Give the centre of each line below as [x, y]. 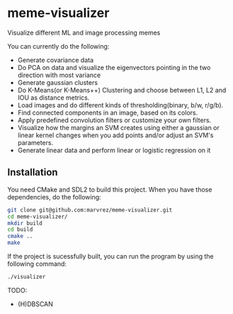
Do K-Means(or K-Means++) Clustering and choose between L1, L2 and [122, 90]
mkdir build [25, 223]
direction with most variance [59, 75]
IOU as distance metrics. [53, 98]
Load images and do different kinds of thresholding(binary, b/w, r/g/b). [120, 105]
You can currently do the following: [58, 46]
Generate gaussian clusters [57, 82]
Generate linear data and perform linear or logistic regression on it [114, 150]
